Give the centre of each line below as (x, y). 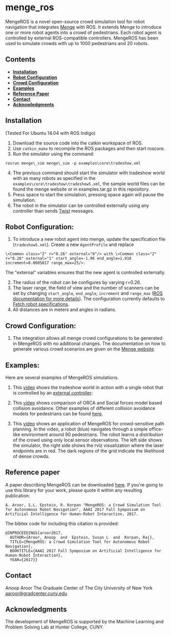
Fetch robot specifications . (41, 304)
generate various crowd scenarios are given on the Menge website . (84, 349)
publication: (18, 496)
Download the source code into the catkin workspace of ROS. (78, 143)
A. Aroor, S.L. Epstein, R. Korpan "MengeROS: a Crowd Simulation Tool (83, 505)
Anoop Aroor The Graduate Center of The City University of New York (79, 588)
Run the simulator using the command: (54, 154)
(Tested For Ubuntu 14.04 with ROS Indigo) (50, 133)
